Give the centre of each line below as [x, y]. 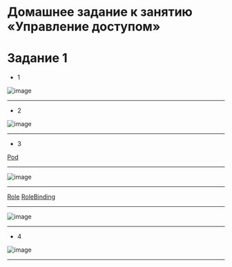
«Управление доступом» [84, 27]
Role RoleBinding [31, 197]
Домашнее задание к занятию [100, 12]
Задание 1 [37, 58]
